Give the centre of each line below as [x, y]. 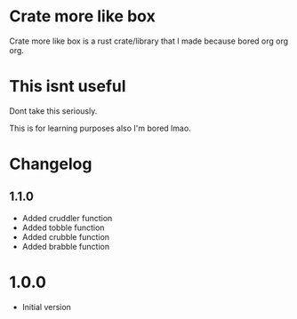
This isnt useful [68, 87]
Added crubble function [65, 236]
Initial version [46, 307]
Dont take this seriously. [53, 111]
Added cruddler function [67, 218]
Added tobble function [63, 227]
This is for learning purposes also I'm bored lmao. [100, 128]
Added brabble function [65, 246]
